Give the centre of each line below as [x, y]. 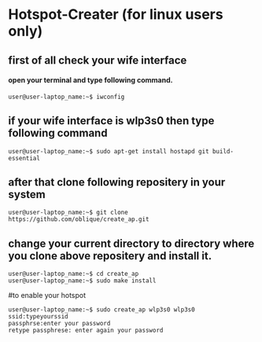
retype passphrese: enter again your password [86, 331]
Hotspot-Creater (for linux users [116, 15]
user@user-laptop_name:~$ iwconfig [66, 97]
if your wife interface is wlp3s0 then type [111, 121]
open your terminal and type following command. [90, 80]
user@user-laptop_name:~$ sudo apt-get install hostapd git [109, 151]
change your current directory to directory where [131, 243]
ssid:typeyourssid [38, 317]
